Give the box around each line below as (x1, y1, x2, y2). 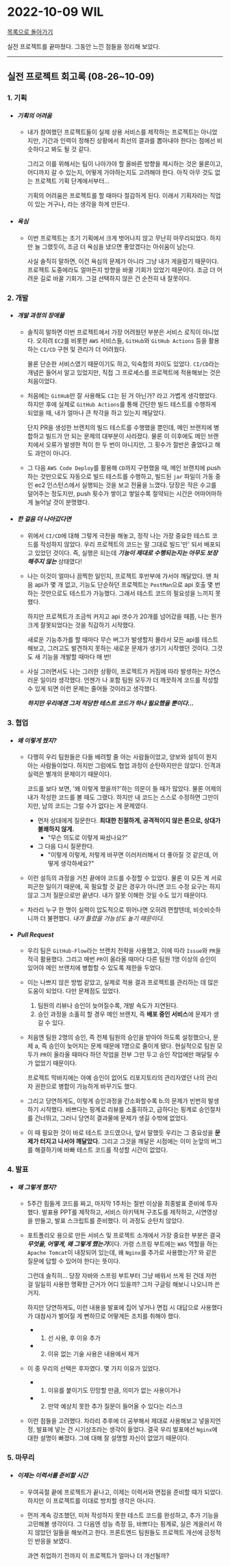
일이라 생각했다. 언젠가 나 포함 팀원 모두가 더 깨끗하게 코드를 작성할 (40, 675, 219, 684)
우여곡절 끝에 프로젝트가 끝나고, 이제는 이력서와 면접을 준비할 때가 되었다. (27, 1488, 223, 1496)
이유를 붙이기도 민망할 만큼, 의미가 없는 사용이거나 (47, 1386, 181, 1395)
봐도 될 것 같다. (51, 145, 92, 153)
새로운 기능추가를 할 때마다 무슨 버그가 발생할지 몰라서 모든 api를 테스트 (27, 635, 219, 643)
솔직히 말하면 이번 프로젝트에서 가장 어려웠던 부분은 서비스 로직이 (27, 328, 201, 336)
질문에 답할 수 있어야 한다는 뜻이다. (27, 1257, 121, 1265)
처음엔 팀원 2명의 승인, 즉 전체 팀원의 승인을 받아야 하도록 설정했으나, (27, 1033, 212, 1042)
